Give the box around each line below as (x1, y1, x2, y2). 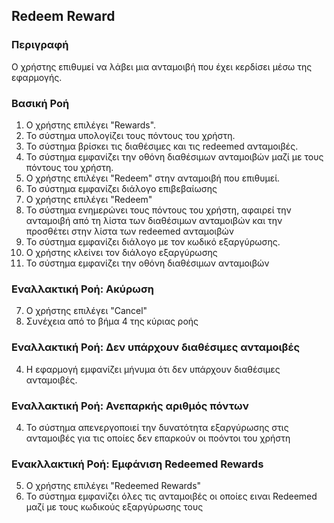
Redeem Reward (11, 8, 116, 25)
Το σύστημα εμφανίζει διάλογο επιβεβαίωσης (25, 182, 218, 194)
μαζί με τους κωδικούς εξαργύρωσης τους (25, 501, 204, 513)
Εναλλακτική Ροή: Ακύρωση (11, 282, 154, 296)
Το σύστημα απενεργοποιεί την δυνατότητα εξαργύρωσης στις (25, 421, 289, 433)
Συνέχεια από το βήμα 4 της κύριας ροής (25, 315, 199, 328)
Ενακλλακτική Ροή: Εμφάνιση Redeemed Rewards (11, 457, 264, 471)
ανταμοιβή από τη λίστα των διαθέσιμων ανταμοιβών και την (25, 214, 283, 226)
